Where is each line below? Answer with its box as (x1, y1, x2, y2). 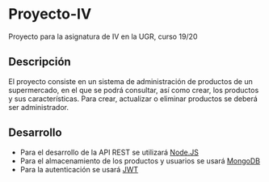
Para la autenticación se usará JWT (19, 164, 139, 174)
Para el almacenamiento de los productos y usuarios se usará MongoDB (19, 155, 261, 166)
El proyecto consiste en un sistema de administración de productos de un (8, 76, 253, 86)
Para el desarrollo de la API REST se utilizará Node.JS (19, 147, 200, 157)
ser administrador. (8, 102, 69, 112)
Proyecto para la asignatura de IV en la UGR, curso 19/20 (8, 32, 198, 41)
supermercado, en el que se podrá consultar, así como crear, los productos (8, 85, 259, 95)
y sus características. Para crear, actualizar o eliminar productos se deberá (8, 94, 258, 104)
